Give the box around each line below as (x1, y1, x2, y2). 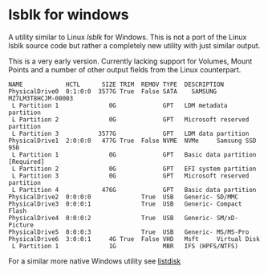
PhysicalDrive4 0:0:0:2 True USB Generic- (8, 214, 214, 222)
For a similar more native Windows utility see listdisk (8, 256, 181, 266)
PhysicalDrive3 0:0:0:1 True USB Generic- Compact (8, 199, 242, 208)
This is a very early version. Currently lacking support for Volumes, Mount (8, 56, 253, 66)
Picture (8, 221, 35, 229)
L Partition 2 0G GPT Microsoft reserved (11, 115, 250, 124)
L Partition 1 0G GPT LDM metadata (11, 101, 228, 109)
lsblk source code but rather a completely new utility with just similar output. (8, 40, 261, 50)
